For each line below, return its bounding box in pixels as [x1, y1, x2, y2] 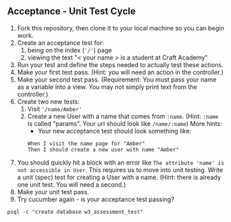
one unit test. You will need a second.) [17, 180, 126, 189]
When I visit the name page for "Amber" [27, 140, 145, 147]
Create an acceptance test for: [17, 38, 105, 47]
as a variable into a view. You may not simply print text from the [17, 82, 198, 91]
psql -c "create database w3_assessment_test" [7, 208, 143, 215]
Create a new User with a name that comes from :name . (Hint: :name [27, 112, 219, 120]
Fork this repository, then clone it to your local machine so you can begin [17, 24, 225, 32]
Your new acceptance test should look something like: [37, 127, 192, 135]
